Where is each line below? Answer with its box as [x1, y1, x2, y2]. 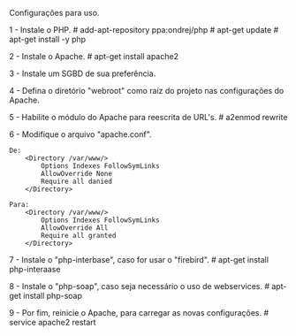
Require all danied [41, 177, 113, 186]
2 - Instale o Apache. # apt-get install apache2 [9, 51, 179, 61]
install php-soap [23, 291, 82, 301]
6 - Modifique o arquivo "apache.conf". [9, 129, 152, 140]
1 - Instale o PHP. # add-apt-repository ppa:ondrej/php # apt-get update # [9, 25, 279, 34]
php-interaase [9, 264, 61, 274]
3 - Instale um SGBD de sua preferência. [9, 68, 156, 79]
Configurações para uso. [9, 8, 100, 18]
